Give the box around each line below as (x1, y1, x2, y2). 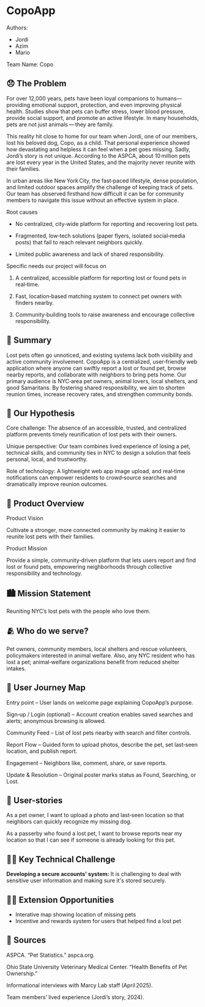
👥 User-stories (6, 795, 63, 806)
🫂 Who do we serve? (6, 626, 89, 637)
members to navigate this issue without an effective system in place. (6, 197, 179, 204)
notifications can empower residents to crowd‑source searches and (6, 474, 177, 481)
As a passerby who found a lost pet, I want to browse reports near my (6, 830, 182, 837)
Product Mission (6, 545, 48, 552)
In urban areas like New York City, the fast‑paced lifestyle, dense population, (6, 177, 199, 184)
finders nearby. (15, 299, 54, 306)
